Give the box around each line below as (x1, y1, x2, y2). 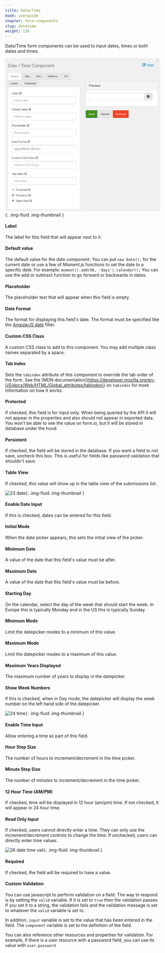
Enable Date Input (5, 501, 42, 507)
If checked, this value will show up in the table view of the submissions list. (5, 480, 157, 486)
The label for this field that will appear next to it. (5, 234, 102, 240)
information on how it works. (5, 387, 63, 393)
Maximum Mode (5, 640, 39, 646)
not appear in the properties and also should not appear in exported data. (5, 415, 154, 421)
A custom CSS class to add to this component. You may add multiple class (5, 344, 156, 350)
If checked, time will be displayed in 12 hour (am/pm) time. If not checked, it (5, 800, 159, 805)
